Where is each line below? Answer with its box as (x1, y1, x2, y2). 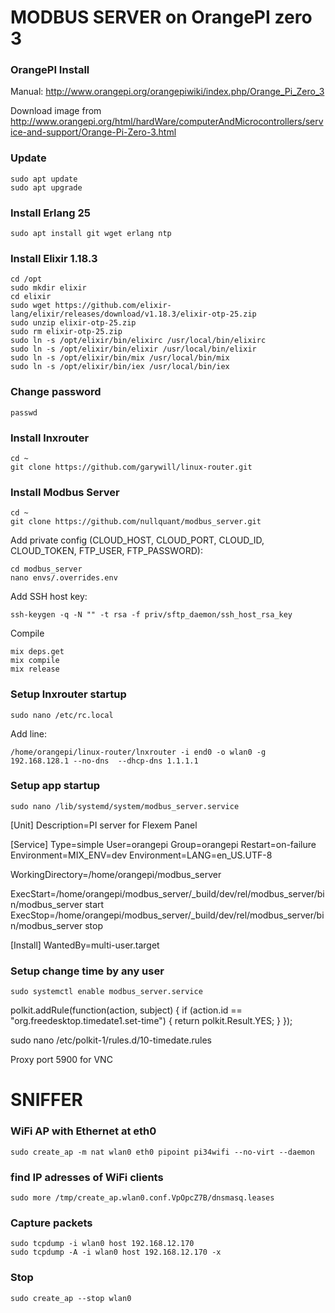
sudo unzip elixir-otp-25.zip (10, 318, 137, 328)
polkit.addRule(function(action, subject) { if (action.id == (10, 1004, 243, 1016)
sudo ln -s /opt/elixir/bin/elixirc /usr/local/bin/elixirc (10, 336, 267, 346)
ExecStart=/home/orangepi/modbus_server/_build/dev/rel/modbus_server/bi (10, 887, 325, 900)
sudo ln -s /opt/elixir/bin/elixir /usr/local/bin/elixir (10, 344, 257, 355)
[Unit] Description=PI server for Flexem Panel (10, 819, 198, 831)
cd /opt (10, 274, 43, 285)
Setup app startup (10, 779, 101, 793)
